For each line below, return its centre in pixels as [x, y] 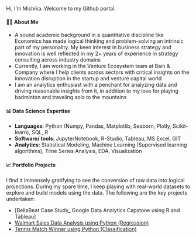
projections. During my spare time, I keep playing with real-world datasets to [98, 186]
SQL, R [40, 132]
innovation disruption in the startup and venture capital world [88, 79]
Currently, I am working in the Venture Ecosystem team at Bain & [92, 66]
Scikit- [180, 126]
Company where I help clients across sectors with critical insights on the [102, 72]
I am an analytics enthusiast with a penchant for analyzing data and [96, 85]
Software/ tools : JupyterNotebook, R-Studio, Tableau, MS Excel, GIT [98, 139]
